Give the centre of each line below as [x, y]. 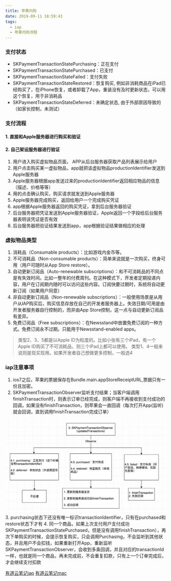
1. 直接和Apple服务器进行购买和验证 [43, 136]
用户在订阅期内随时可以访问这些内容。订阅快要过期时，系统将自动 [91, 284]
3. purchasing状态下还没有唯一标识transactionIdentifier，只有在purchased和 [86, 517]
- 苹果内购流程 [24, 33]
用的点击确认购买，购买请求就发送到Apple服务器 [64, 194]
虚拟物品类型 [21, 240]
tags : [11, 22]
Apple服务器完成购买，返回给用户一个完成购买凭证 [66, 200]
